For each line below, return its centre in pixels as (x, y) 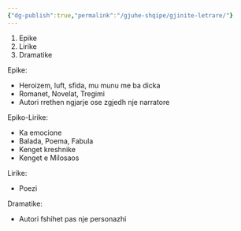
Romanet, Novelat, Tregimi (62, 93)
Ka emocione (40, 132)
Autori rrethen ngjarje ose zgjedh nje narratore (94, 102)
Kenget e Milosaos (49, 158)
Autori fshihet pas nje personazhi (72, 218)
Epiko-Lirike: (28, 117)
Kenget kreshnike (47, 149)
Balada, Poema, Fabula (56, 141)
